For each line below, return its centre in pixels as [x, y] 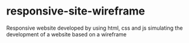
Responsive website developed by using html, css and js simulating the [94, 28]
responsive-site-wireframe [76, 11]
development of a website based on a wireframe [66, 34]
